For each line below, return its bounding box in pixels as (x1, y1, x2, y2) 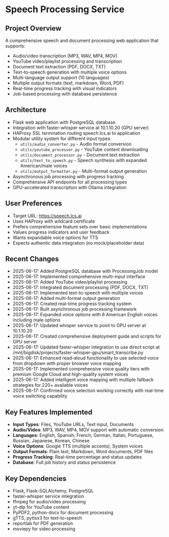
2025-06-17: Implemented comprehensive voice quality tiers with (12, 366, 150, 372)
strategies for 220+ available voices (12, 382, 88, 388)
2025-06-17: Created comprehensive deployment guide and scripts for (12, 333, 162, 339)
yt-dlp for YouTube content (12, 504, 70, 510)
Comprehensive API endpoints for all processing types (12, 179, 127, 185)
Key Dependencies (5, 474, 67, 483)
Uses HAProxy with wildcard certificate (12, 218, 95, 224)
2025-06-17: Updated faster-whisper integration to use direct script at (12, 344, 160, 351)
